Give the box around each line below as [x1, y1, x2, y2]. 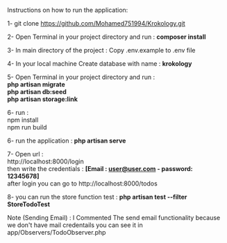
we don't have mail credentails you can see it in [7, 221, 144, 229]
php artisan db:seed [7, 88, 67, 96]
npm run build [7, 123, 47, 131]
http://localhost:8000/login [7, 157, 85, 165]
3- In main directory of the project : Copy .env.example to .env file [7, 46, 196, 54]
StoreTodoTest [7, 200, 51, 208]
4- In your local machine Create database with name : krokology [7, 60, 192, 68]
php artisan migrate [7, 80, 66, 89]
